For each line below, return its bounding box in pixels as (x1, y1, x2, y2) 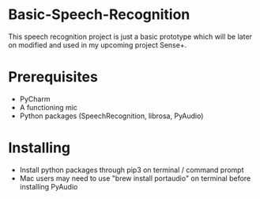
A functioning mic (19, 102, 77, 112)
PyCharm (19, 94, 51, 104)
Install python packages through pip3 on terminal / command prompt (19, 165, 244, 174)
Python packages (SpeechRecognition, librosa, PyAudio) (19, 111, 204, 121)
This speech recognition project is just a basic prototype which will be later (8, 32, 253, 41)
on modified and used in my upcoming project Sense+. (8, 40, 187, 49)
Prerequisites (8, 68, 99, 86)
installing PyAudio (19, 182, 78, 191)
